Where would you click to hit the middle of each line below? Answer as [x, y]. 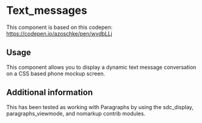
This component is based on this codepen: [60, 27]
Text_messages [47, 11]
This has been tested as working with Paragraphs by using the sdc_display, [100, 107]
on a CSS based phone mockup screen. [56, 74]
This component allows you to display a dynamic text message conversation [101, 67]
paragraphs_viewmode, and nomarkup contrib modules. [76, 113]
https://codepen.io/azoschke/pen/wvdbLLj [60, 33]
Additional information [50, 93]
